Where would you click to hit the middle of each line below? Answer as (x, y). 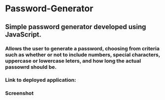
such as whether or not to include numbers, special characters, (83, 55)
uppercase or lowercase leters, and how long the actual (73, 61)
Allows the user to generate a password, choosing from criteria (82, 48)
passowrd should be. (31, 67)
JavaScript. (23, 34)
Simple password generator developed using (76, 27)
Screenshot (19, 93)
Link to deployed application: (41, 80)
